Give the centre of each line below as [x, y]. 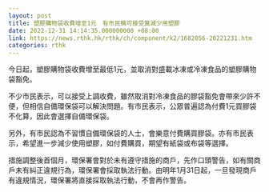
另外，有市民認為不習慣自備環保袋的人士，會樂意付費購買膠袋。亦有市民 [127, 134]
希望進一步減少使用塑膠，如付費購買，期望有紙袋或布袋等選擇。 [127, 143]
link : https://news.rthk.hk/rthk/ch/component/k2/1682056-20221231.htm [130, 38]
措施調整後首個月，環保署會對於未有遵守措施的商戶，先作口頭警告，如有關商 [134, 160]
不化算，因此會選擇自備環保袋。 [61, 116]
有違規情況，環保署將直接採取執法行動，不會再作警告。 [99, 180]
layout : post [30, 16]
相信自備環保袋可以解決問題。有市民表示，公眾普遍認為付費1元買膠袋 [143, 106]
